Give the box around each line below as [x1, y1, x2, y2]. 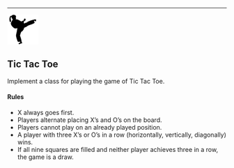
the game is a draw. [17, 153, 75, 161]
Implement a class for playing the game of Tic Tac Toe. [7, 77, 165, 85]
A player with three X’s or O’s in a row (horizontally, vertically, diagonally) [17, 130, 226, 139]
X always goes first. [17, 109, 75, 117]
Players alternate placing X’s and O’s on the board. [17, 116, 162, 124]
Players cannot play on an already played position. [17, 123, 162, 132]
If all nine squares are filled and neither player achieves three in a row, [17, 146, 218, 154]
